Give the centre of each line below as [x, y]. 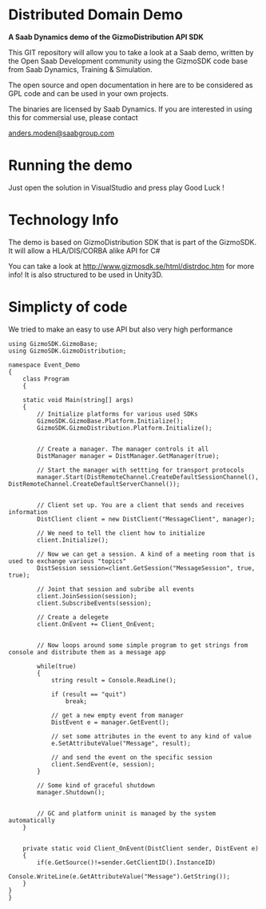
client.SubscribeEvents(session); [94, 603]
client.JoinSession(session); [87, 596]
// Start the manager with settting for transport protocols [141, 470]
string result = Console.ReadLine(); [114, 680]
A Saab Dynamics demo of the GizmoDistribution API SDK [106, 37]
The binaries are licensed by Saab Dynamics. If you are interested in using [131, 109]
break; [76, 701]
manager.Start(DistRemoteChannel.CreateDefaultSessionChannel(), [148, 477]
